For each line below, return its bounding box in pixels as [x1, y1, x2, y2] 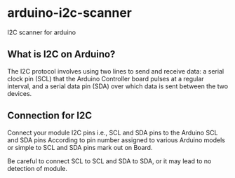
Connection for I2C [7, 110, 93, 122]
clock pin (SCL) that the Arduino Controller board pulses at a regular [7, 74, 205, 83]
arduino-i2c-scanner [7, 5, 132, 21]
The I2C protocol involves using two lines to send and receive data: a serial [7, 67, 224, 75]
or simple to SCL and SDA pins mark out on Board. [7, 143, 153, 151]
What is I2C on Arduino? [7, 48, 116, 60]
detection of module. [7, 164, 68, 172]
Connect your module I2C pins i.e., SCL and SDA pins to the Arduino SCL [7, 128, 218, 137]
